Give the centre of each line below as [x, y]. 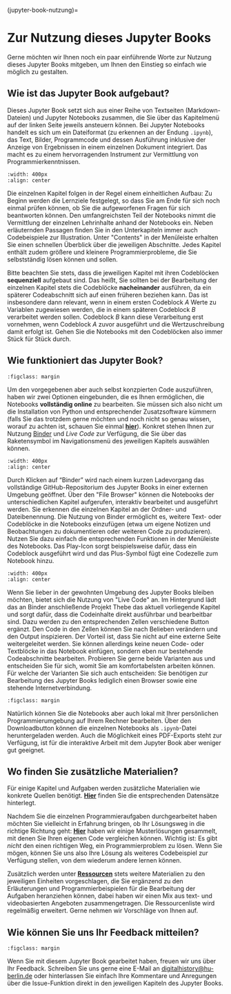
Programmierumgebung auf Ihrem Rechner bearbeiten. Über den [99, 720]
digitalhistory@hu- [187, 968]
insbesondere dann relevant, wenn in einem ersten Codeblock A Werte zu [112, 302]
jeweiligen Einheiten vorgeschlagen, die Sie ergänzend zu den [96, 881]
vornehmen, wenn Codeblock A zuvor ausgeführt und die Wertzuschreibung [116, 324]
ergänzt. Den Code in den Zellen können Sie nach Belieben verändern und [113, 629]
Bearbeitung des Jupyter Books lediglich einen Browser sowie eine [102, 680]
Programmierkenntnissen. [44, 161]
